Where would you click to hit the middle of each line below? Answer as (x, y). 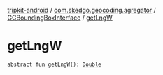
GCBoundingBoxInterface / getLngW (60, 18)
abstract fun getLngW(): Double (54, 64)
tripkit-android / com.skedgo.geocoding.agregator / (81, 10)
